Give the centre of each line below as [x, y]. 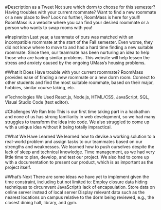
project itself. [18, 167]
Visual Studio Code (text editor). [37, 102]
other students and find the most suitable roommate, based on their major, [80, 82]
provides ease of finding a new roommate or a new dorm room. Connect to [80, 77]
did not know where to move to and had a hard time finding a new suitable [79, 47]
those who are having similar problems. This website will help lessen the [77, 57]
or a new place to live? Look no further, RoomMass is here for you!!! [73, 17]
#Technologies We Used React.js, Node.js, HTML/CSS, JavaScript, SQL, [77, 97]
